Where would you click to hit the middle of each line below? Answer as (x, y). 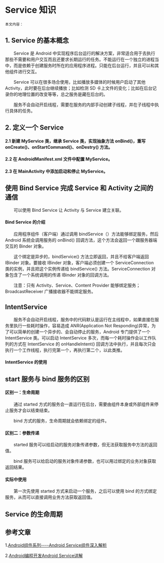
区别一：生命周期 (22, 392)
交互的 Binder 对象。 (26, 246)
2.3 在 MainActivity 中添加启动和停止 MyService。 (57, 171)
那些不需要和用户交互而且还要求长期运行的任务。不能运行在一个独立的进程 (80, 59)
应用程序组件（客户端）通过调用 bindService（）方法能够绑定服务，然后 (86, 234)
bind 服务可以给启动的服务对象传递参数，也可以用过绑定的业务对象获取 (85, 461)
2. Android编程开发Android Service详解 (44, 555)
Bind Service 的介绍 (25, 222)
